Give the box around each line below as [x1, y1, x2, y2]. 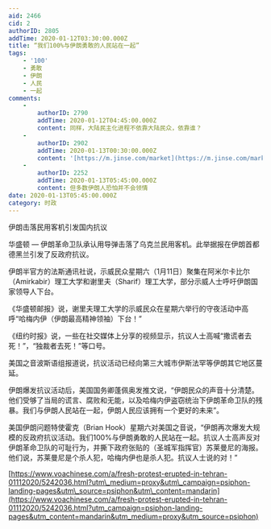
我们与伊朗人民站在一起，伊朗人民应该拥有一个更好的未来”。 [22, 405, 224, 415]
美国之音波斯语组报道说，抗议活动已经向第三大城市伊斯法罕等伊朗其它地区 [8, 357, 256, 367]
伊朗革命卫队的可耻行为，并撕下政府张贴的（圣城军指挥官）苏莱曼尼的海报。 [8, 442, 263, 452]
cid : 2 [8, 19, 31, 27]
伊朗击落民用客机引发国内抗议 [8, 222, 107, 232]
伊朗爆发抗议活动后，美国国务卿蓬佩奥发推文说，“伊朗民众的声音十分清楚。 [8, 385, 260, 395]
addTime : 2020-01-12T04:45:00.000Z [37, 117, 157, 125]
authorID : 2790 [37, 110, 89, 118]
